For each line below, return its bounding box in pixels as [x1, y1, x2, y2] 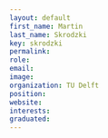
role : [9, 55, 30, 64]
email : [9, 64, 34, 74]
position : [9, 89, 47, 98]
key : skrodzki [9, 38, 64, 48]
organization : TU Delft [9, 81, 100, 90]
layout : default [9, 13, 71, 23]
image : [9, 73, 34, 82]
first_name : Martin [9, 22, 83, 31]
